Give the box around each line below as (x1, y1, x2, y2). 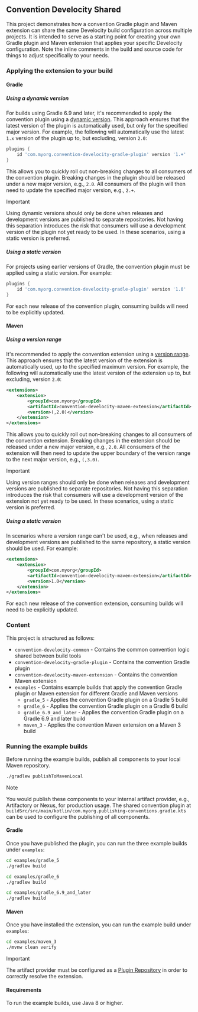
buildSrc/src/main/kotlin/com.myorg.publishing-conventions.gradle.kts (6, 808, 186, 814)
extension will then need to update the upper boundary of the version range (6, 450, 191, 457)
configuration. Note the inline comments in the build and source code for (6, 45, 183, 53)
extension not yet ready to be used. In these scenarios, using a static (6, 497, 174, 505)
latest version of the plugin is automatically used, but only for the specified (6, 122, 188, 129)
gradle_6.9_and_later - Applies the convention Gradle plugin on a (23, 708, 184, 715)
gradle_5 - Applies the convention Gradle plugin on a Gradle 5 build (23, 696, 188, 703)
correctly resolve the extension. (6, 973, 84, 980)
